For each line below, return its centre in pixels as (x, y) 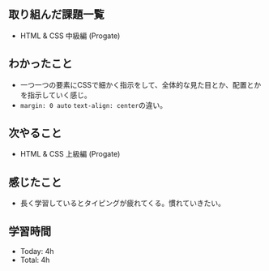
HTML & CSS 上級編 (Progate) (70, 154)
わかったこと (41, 64)
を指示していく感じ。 (56, 95)
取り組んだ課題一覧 (56, 15)
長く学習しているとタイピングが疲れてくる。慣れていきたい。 (122, 203)
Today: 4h (37, 252)
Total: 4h (35, 260)
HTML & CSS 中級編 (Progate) (70, 36)
